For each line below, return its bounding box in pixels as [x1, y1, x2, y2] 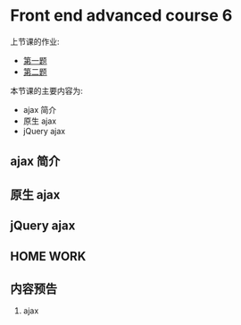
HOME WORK [10, 248, 87, 264]
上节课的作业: [10, 36, 61, 47]
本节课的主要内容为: [10, 85, 84, 96]
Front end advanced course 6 [10, 5, 233, 26]
